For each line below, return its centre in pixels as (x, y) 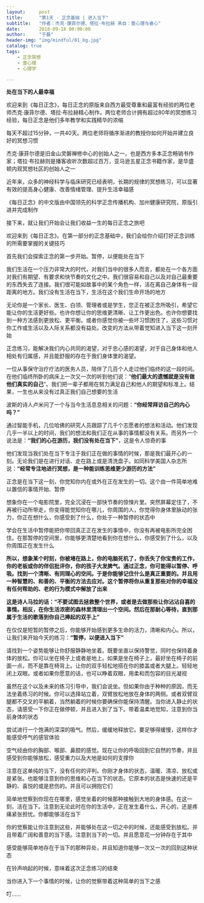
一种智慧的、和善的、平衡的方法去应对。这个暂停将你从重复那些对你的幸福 (99, 582)
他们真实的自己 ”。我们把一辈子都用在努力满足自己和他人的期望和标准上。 (98, 384)
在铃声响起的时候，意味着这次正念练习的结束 (62, 868)
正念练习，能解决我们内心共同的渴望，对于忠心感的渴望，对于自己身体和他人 (102, 348)
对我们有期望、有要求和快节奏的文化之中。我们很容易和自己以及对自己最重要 (102, 277)
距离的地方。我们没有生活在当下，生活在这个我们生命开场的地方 (86, 292)
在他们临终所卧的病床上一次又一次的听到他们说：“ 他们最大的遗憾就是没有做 (101, 377)
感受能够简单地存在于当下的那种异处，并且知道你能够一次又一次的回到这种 (99, 848)
